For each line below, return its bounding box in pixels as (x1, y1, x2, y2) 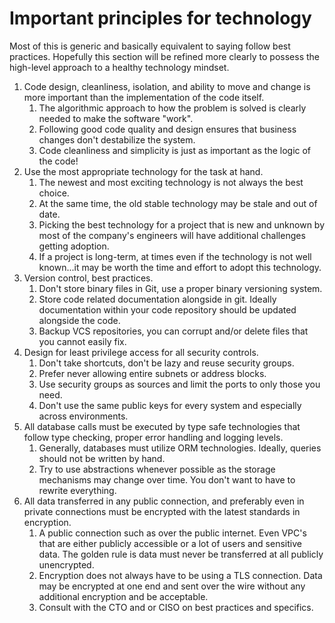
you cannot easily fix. (38, 335, 127, 347)
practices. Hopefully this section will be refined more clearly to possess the (9, 50, 321, 62)
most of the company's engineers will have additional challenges (38, 229, 306, 241)
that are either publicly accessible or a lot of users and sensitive (38, 537, 302, 549)
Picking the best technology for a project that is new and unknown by (38, 218, 326, 231)
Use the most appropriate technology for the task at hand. (23, 165, 264, 177)
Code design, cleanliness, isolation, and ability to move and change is (23, 80, 311, 92)
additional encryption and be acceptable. (38, 590, 209, 602)
